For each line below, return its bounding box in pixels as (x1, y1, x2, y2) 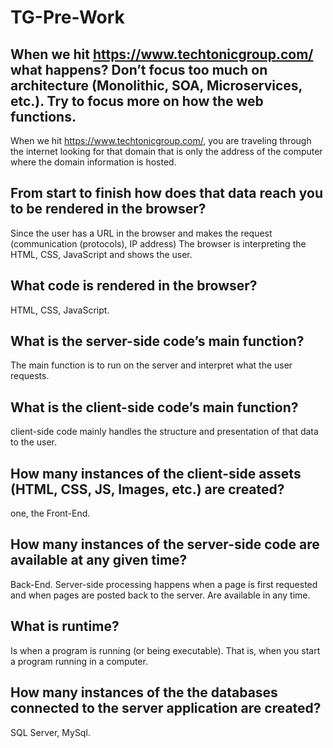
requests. (10, 370, 50, 382)
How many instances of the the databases (10, 684, 278, 701)
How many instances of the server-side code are (10, 536, 320, 553)
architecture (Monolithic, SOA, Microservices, (10, 77, 303, 94)
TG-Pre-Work (10, 6, 125, 29)
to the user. (10, 436, 57, 448)
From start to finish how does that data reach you (10, 185, 323, 202)
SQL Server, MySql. (10, 726, 91, 738)
